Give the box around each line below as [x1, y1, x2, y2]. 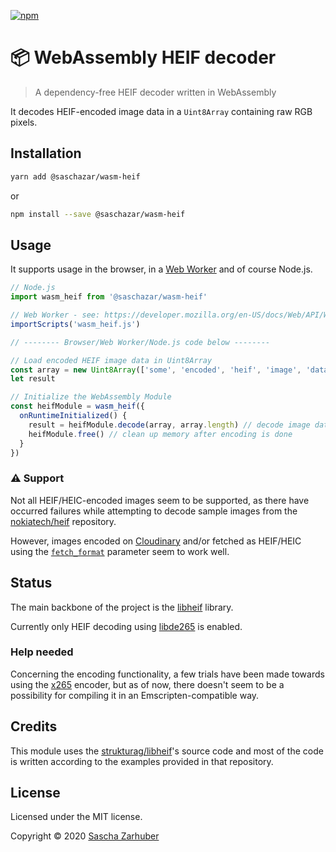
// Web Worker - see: [10, 310, 101, 320]
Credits [10, 718, 58, 735]
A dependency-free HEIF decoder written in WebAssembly [34, 86, 277, 98]
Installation [10, 145, 82, 162]
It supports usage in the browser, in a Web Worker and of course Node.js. [10, 263, 313, 275]
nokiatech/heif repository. [10, 515, 117, 527]
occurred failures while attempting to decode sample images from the [10, 505, 298, 517]
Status [10, 575, 53, 592]
